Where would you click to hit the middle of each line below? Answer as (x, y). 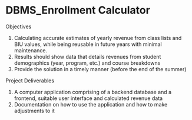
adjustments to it (34, 111)
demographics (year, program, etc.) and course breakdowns (87, 63)
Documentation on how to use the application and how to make (91, 104)
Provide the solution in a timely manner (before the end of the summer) (100, 69)
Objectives (19, 26)
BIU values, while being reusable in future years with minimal (88, 44)
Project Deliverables (30, 81)
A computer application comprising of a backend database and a (93, 92)
